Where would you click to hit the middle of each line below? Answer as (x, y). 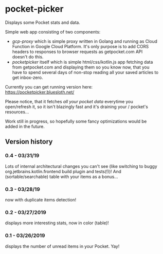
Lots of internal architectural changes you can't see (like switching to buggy (81, 166)
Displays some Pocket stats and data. (43, 22)
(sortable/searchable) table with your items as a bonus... (62, 177)
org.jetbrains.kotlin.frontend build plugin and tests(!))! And (63, 171)
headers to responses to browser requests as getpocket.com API (77, 52)
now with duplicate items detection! (41, 200)
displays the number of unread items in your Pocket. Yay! (62, 246)
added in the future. (25, 126)
